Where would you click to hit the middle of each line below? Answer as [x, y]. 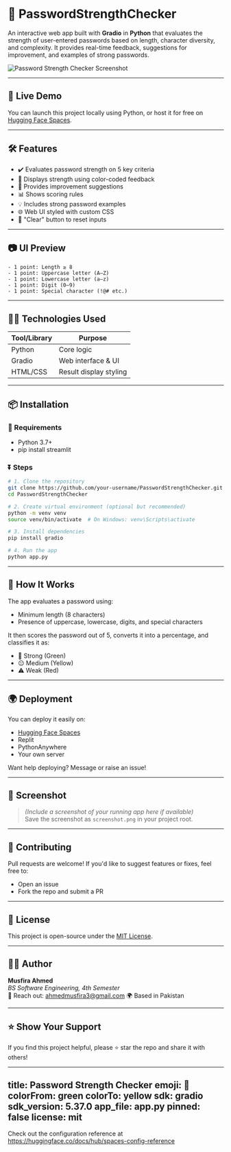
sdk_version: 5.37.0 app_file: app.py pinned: [104, 1106]
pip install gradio [36, 538]
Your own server [41, 754]
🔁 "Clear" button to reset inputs [62, 219]
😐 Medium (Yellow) [46, 663]
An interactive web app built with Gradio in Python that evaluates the [105, 33]
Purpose [93, 338]
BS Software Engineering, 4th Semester [64, 987]
